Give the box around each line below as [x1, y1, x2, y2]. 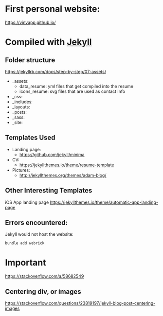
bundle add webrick [5, 241, 45, 246]
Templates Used [5, 134, 55, 142]
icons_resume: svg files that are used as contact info [19, 88, 126, 94]
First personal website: [5, 3, 100, 15]
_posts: [12, 109, 27, 115]
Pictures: [12, 167, 30, 173]
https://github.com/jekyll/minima [19, 152, 85, 158]
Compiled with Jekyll [5, 36, 92, 48]
